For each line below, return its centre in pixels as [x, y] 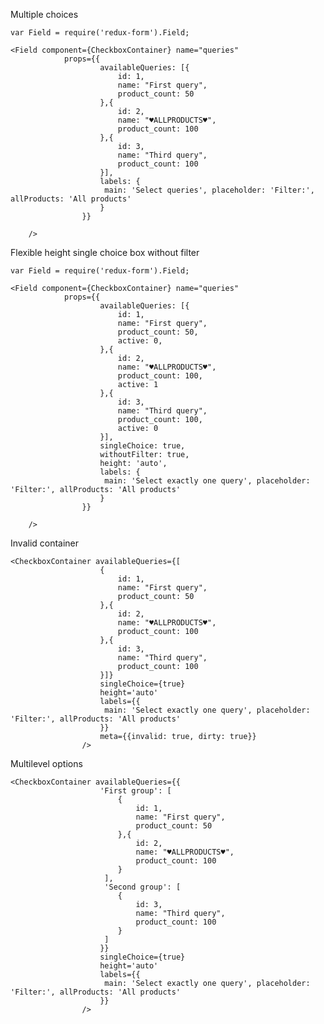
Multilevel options [46, 763]
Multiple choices [44, 14]
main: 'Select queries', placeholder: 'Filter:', [209, 190]
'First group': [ [135, 791]
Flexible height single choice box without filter [105, 252]
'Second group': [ [143, 887]
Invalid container [45, 543]
